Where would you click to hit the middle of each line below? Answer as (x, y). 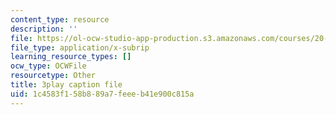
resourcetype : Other (53, 76)
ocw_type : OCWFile (48, 66)
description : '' (44, 29)
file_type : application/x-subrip (80, 47)
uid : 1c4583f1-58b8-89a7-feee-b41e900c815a (102, 94)
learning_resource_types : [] (71, 57)
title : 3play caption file (66, 85)
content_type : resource (60, 19)
